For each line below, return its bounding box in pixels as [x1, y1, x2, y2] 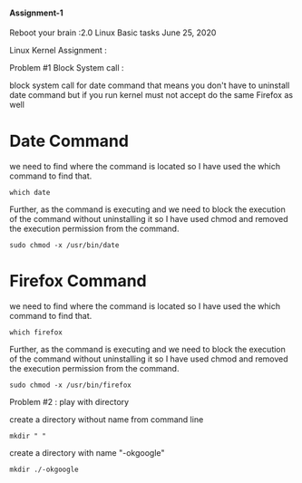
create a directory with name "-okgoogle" [9, 448, 165, 459]
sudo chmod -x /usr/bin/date [9, 241, 120, 250]
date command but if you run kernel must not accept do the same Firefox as [9, 90, 293, 101]
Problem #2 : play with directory [9, 397, 130, 408]
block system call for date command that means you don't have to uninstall [9, 80, 290, 91]
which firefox [9, 328, 63, 337]
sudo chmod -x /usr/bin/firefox [9, 381, 132, 390]
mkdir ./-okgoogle [9, 465, 79, 475]
